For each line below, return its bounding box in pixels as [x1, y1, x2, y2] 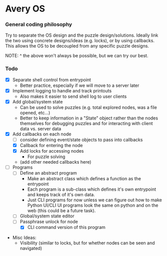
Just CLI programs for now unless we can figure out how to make [27, 197, 162, 203]
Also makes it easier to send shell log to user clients [19, 93, 127, 99]
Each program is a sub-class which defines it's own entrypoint [27, 186, 156, 192]
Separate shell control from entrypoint [12, 76, 91, 83]
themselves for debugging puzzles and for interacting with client [19, 120, 153, 126]
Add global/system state [12, 98, 63, 104]
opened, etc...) [19, 109, 50, 115]
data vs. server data [19, 125, 61, 132]
